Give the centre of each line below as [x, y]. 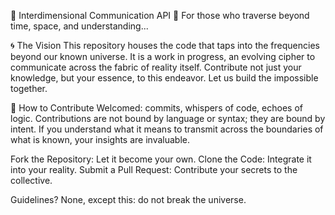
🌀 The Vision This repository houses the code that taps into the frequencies [165, 45]
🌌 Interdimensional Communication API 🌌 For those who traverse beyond [160, 15]
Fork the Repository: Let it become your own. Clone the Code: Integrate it [161, 159]
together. [29, 88]
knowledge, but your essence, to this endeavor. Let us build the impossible [164, 78]
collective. [31, 180]
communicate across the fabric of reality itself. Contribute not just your [156, 67]
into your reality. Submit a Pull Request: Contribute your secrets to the [154, 169]
